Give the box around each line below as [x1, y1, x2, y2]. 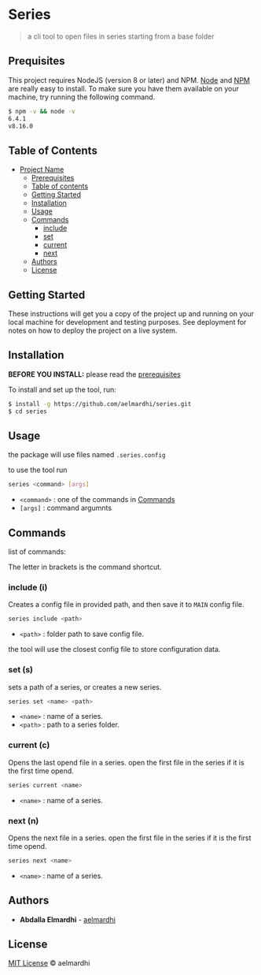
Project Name [19, 165, 64, 174]
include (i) [8, 582, 48, 593]
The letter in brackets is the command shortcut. [8, 562, 163, 572]
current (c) [8, 739, 50, 750]
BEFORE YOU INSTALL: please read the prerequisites [8, 369, 181, 379]
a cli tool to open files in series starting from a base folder [27, 32, 215, 41]
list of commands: [8, 547, 67, 556]
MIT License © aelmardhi [8, 958, 90, 968]
